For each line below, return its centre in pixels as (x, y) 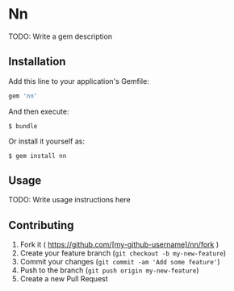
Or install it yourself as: (46, 141)
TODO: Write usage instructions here (69, 200)
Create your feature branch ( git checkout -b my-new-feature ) (123, 253)
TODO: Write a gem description (61, 36)
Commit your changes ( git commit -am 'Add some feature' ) (120, 262)
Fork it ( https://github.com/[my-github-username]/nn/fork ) (119, 245)
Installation (37, 62)
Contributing (41, 225)
